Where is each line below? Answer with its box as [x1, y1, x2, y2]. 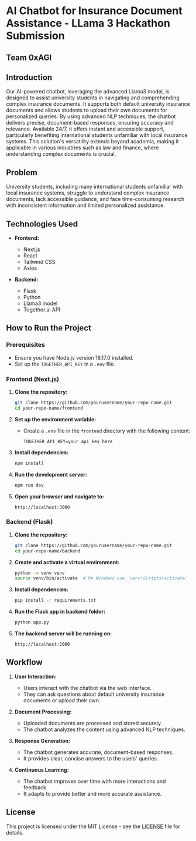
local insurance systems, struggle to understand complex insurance [6, 189, 170, 196]
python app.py [14, 619, 49, 625]
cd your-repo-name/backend [14, 548, 81, 554]
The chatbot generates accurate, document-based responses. [23, 748, 174, 756]
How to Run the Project [6, 323, 92, 333]
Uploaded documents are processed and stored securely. [23, 719, 163, 726]
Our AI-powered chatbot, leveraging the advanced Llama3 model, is [6, 88, 170, 95]
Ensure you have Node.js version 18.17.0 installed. [14, 354, 134, 361]
